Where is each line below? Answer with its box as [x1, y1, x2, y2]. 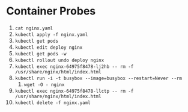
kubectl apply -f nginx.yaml [14, 31, 88, 37]
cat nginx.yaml [14, 25, 53, 31]
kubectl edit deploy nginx [14, 44, 83, 51]
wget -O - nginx [23, 81, 65, 88]
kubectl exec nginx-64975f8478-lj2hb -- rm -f [14, 63, 134, 70]
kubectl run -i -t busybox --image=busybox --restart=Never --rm [14, 75, 182, 81]
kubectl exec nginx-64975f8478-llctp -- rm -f [14, 88, 134, 94]
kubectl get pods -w [14, 51, 67, 57]
